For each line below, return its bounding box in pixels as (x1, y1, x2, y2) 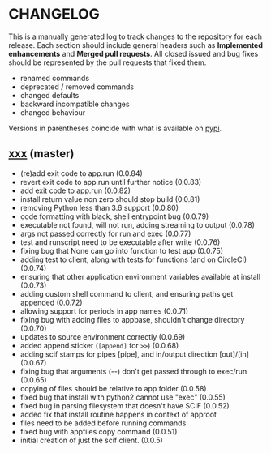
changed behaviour (19, 107, 86, 118)
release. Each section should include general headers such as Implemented (8, 40, 264, 49)
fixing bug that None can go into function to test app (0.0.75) (19, 246, 223, 255)
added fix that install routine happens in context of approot (19, 409, 217, 419)
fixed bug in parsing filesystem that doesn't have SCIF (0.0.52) (19, 400, 230, 410)
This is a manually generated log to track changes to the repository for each (8, 32, 262, 41)
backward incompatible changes (19, 99, 130, 109)
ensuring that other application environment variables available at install (19, 271, 261, 281)
